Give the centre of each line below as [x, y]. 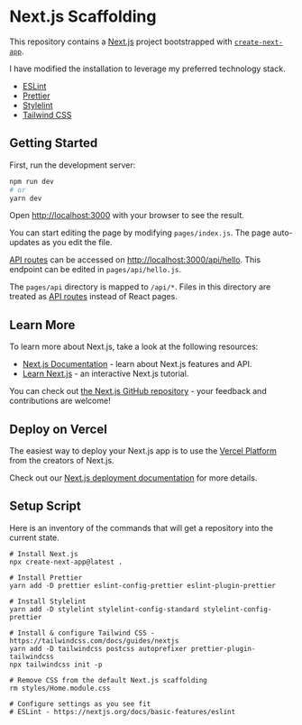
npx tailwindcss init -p [56, 665]
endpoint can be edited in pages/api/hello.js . [96, 270]
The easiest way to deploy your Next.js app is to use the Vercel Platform [143, 451]
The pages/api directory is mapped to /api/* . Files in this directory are [140, 287]
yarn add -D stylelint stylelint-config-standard [105, 609]
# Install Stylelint [48, 601]
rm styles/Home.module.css [60, 688]
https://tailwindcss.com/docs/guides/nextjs [94, 641]
